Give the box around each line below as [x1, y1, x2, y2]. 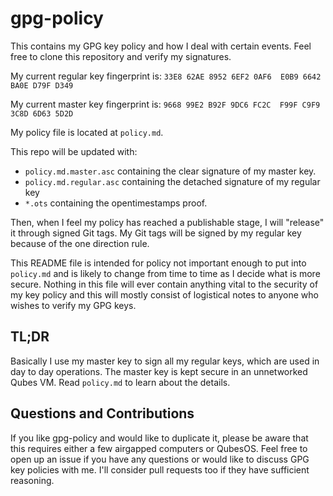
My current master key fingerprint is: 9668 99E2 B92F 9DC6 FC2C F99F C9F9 [10, 98, 321, 110]
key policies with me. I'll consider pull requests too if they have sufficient [10, 463, 310, 476]
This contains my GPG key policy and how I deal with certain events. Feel [10, 40, 312, 52]
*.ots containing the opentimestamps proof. [24, 197, 208, 209]
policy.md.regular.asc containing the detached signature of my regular [24, 175, 321, 187]
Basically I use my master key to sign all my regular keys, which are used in [10, 355, 320, 367]
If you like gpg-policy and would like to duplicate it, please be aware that [10, 432, 309, 444]
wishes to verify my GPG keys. [10, 299, 137, 311]
